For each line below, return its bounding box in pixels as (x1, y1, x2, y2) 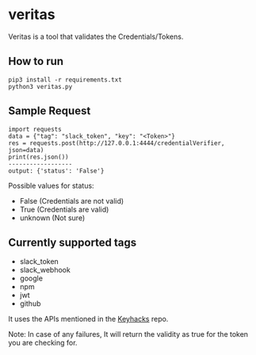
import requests (8, 125, 62, 133)
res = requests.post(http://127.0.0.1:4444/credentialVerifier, (8, 139, 225, 147)
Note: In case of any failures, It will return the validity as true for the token (8, 330, 248, 339)
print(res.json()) (8, 153, 69, 161)
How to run (8, 55, 64, 68)
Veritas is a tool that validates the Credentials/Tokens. (8, 32, 184, 41)
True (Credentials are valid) (19, 204, 109, 214)
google (19, 273, 44, 283)
